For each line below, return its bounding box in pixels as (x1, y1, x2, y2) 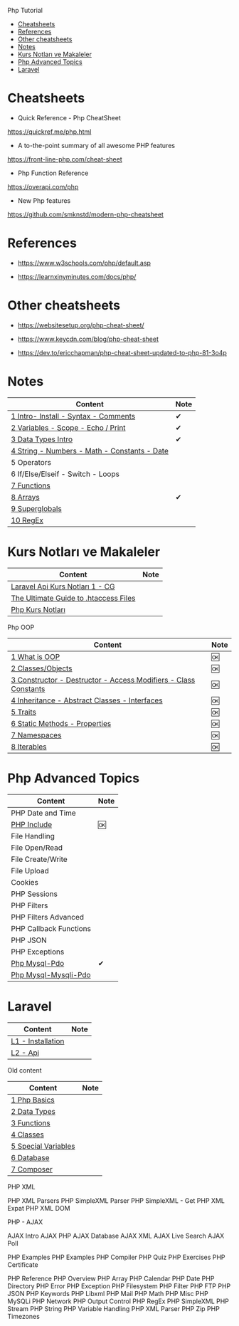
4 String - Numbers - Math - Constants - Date (11, 446, 169, 456)
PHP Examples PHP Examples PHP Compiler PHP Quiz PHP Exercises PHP (7, 1253, 225, 1261)
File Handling (11, 831, 55, 841)
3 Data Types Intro (11, 434, 73, 444)
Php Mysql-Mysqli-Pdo (11, 969, 91, 979)
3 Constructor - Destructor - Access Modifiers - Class (11, 675, 196, 685)
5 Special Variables (11, 1141, 75, 1151)
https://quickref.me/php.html (7, 127, 92, 136)
